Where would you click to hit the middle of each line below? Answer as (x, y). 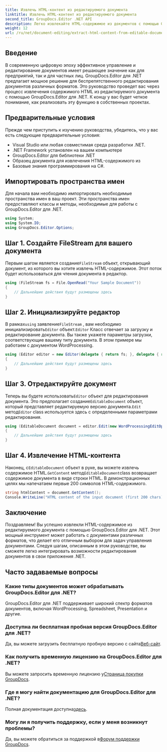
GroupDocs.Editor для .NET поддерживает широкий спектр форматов (79, 604)
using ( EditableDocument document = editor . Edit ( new (61, 426)
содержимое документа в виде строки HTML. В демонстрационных (78, 478)
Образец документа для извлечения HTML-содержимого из (76, 160)
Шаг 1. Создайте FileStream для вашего (69, 243)
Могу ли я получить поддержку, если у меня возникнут (77, 722)
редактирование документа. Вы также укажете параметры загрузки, (79, 335)
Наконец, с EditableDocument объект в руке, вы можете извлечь (72, 467)
